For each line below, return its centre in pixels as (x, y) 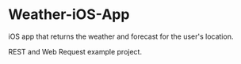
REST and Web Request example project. (75, 51)
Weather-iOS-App (69, 15)
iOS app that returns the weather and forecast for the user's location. (121, 36)
